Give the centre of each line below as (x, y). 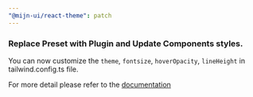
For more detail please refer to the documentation (90, 84)
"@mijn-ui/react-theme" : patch (60, 16)
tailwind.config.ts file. (43, 69)
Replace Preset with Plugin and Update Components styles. (126, 43)
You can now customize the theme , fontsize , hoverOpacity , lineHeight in (127, 60)
